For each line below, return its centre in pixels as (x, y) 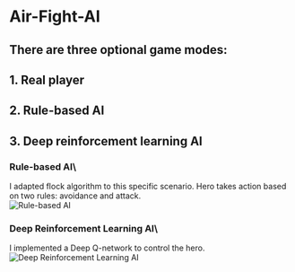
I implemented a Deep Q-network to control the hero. (107, 248)
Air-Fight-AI (55, 17)
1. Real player (47, 79)
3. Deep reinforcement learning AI (106, 141)
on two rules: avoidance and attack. (75, 196)
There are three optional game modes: (118, 50)
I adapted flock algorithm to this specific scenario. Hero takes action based (148, 187)
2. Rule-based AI (57, 111)
